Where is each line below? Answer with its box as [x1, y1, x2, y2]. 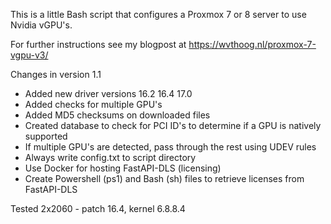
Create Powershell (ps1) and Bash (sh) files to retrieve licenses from [24, 173, 305, 184]
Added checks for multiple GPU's [24, 99, 163, 110]
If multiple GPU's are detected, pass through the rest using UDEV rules [24, 141, 317, 153]
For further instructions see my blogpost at [10, 39, 187, 50]
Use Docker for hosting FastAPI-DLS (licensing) [24, 162, 222, 174]
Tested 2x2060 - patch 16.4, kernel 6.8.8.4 [10, 203, 186, 214]
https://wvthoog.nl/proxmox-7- [188, 39, 317, 50]
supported [24, 130, 68, 142]
